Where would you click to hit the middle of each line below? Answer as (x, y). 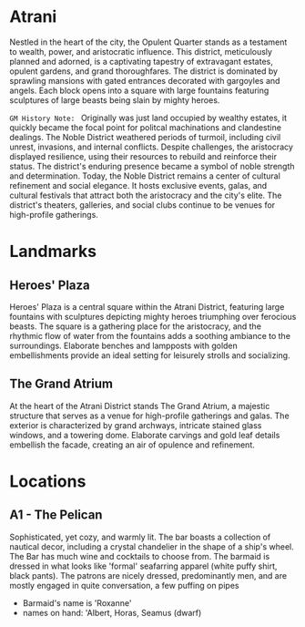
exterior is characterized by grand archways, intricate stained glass (136, 425)
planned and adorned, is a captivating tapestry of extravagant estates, (141, 61)
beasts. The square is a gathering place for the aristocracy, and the (136, 326)
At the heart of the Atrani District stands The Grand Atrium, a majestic (140, 406)
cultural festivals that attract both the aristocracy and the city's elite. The (146, 195)
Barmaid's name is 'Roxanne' (77, 602)
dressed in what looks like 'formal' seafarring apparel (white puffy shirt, (143, 566)
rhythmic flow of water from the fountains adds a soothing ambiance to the (150, 335)
